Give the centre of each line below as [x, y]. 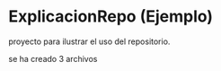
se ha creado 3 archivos [53, 58]
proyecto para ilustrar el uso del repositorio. [89, 41]
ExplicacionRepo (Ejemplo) [110, 17]
